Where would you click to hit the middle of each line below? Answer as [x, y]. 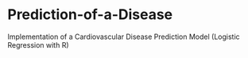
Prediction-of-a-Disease [90, 15]
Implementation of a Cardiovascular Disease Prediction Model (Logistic [124, 37]
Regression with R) [38, 44]
